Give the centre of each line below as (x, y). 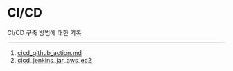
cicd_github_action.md (49, 52)
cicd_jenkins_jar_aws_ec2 (54, 60)
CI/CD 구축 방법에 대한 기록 (44, 32)
